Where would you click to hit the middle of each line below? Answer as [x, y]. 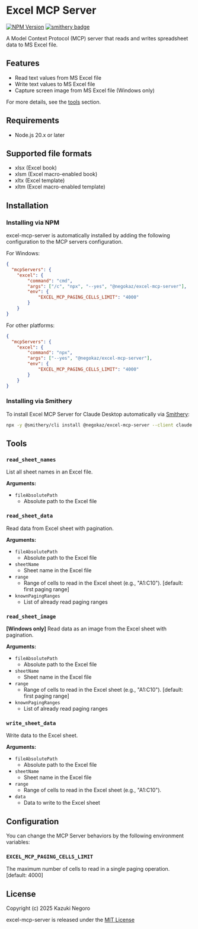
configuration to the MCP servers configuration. [65, 242]
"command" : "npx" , [50, 353]
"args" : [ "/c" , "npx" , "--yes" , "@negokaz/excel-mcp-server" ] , [107, 286]
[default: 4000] [25, 875]
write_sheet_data [31, 723]
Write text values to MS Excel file [55, 84]
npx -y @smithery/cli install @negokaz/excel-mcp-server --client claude [99, 425]
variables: [18, 842]
